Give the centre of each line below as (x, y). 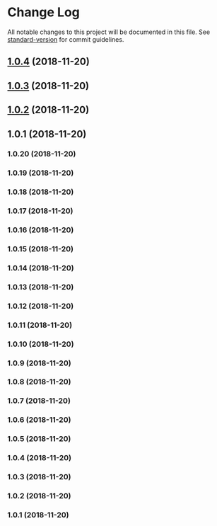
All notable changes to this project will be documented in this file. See (109, 32)
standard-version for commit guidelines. (66, 39)
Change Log (43, 12)
